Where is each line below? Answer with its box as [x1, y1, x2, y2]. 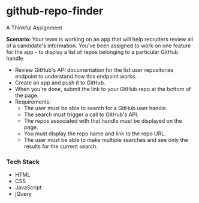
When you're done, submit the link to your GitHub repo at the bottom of [14, 85, 191, 92]
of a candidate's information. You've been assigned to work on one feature [6, 42, 191, 49]
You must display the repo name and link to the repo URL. [23, 130, 166, 137]
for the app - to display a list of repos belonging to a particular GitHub [6, 48, 179, 55]
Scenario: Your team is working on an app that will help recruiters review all [6, 35, 194, 43]
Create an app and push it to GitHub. [14, 79, 106, 86]
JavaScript [14, 184, 42, 191]
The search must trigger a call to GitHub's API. [23, 111, 139, 118]
